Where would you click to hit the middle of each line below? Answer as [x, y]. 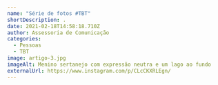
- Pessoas [27, 45]
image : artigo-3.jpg [37, 58]
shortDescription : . [37, 20]
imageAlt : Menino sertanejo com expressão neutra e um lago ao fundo [109, 64]
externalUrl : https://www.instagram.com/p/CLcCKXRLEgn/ [89, 71]
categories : [24, 39]
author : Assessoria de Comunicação [58, 33]
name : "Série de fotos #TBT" [49, 13]
